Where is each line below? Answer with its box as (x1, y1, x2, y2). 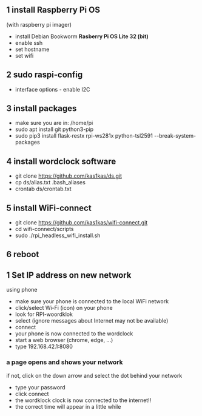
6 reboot (6, 249, 39, 260)
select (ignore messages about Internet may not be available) (15, 317, 169, 324)
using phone (6, 286, 38, 294)
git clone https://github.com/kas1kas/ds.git (15, 172, 123, 179)
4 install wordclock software (6, 156, 116, 166)
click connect (15, 390, 49, 397)
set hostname (15, 45, 50, 53)
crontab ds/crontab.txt (15, 185, 72, 193)
